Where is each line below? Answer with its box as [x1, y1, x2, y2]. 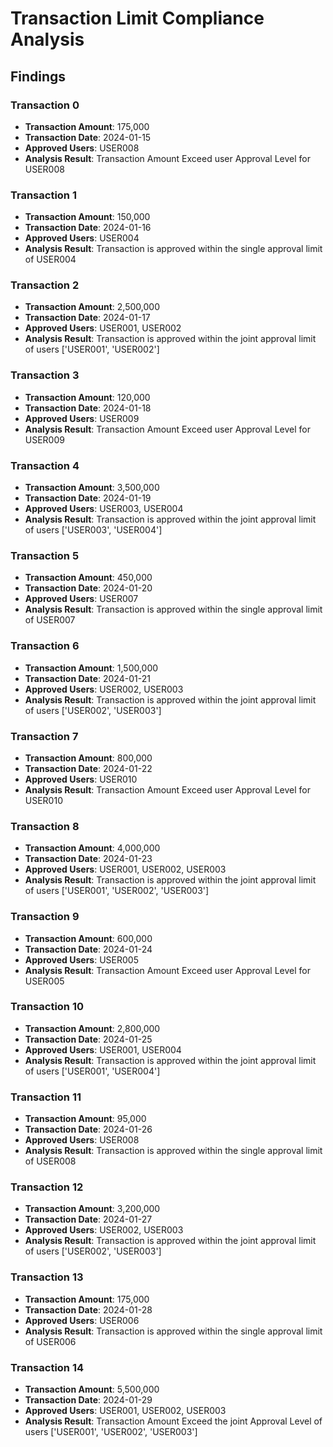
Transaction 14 [10, 1360, 85, 1374]
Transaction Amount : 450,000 [24, 572, 153, 584]
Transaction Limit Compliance [10, 7, 265, 30]
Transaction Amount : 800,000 [24, 752, 153, 764]
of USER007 [24, 614, 76, 626]
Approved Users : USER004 [24, 232, 140, 244]
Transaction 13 [10, 1270, 84, 1284]
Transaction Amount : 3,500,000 [24, 482, 160, 494]
